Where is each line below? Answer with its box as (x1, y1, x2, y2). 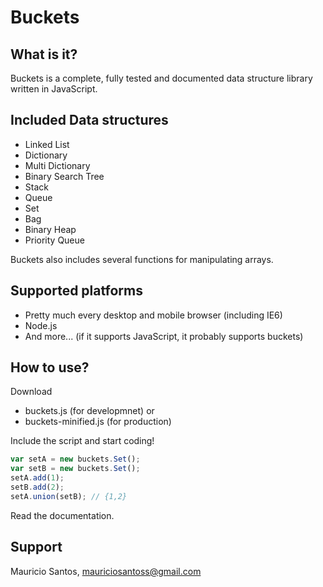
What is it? (10, 46, 78, 63)
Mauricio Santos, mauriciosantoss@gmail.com (10, 565, 202, 577)
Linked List (24, 138, 70, 150)
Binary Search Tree (24, 170, 105, 182)
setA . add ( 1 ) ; (10, 473, 65, 483)
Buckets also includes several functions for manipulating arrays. (10, 253, 274, 265)
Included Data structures (10, 112, 169, 129)
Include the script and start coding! (10, 435, 155, 447)
